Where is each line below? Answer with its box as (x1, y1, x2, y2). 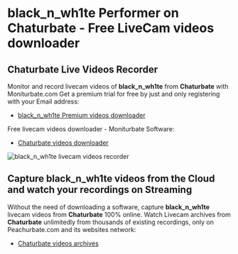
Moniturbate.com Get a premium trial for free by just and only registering (7, 90, 220, 98)
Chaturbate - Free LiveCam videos (7, 20, 215, 36)
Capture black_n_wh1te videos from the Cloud (7, 172, 215, 185)
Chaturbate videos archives (17, 239, 99, 248)
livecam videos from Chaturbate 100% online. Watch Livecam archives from (7, 210, 231, 219)
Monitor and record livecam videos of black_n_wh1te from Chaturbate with (7, 82, 229, 90)
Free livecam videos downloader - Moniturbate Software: (7, 125, 175, 133)
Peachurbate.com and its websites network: (7, 225, 136, 233)
